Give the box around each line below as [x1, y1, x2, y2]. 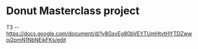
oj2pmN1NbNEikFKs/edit [6, 36, 66, 43]
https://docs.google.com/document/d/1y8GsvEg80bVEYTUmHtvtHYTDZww [6, 30, 193, 37]
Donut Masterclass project [6, 4, 140, 18]
